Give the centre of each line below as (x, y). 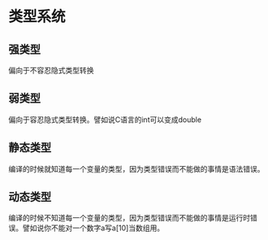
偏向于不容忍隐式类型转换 (51, 70)
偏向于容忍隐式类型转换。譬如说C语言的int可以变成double (105, 120)
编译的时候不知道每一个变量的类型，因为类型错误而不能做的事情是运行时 (129, 218)
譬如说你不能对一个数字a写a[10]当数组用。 (93, 228)
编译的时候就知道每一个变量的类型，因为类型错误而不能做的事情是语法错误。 (136, 168)
